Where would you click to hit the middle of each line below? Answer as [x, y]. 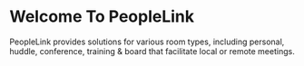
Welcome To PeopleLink [102, 17]
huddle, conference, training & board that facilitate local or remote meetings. [152, 51]
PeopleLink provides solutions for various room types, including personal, [147, 42]
